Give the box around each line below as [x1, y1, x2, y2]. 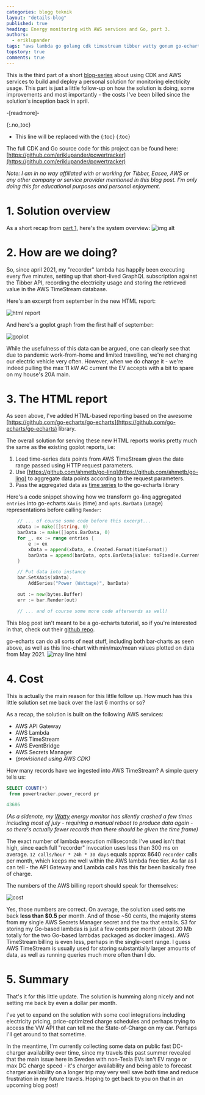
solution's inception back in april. [6, 97, 90, 105]
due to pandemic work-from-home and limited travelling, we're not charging [6, 351, 197, 358]
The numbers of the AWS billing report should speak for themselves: [6, 882, 179, 889]
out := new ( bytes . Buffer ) [17, 592, 84, 598]
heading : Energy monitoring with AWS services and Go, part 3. [6, 26, 171, 32]
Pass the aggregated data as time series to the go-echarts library [15, 481, 179, 489]
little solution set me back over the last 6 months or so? [6, 699, 145, 706]
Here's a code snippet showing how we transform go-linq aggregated [6, 493, 182, 500]
